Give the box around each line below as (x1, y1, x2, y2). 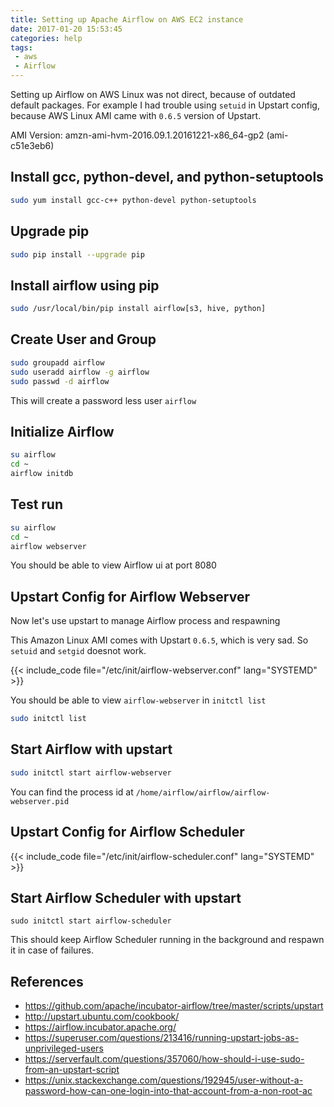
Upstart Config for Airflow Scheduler (10, 824, 245, 841)
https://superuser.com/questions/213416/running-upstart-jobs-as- (24, 1032, 300, 1044)
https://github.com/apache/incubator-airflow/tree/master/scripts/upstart (24, 1000, 324, 1012)
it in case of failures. (10, 944, 95, 956)
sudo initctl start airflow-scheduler (10, 916, 172, 926)
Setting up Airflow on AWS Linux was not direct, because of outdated (10, 89, 296, 100)
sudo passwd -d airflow (10, 376, 110, 386)
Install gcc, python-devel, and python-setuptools (10, 169, 324, 186)
